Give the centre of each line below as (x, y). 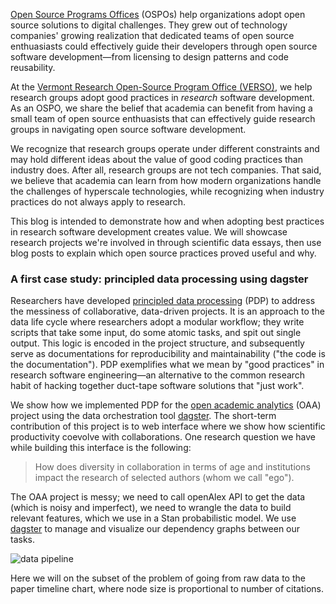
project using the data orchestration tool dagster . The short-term (143, 416)
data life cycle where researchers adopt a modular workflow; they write (157, 322)
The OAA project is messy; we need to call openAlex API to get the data (158, 497)
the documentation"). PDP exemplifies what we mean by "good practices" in (167, 365)
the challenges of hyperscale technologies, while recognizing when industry (167, 191)
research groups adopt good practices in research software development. (162, 97)
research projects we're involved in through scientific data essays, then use (166, 242)
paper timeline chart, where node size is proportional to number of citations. (167, 589)
